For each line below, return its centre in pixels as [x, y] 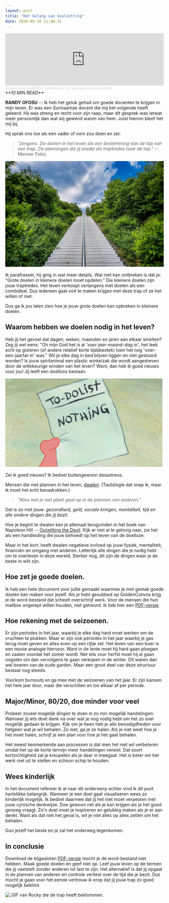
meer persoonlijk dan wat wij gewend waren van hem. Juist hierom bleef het [84, 119]
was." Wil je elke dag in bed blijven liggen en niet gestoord [96, 355]
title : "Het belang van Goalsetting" [45, 16]
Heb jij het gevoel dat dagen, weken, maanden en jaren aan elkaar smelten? [83, 339]
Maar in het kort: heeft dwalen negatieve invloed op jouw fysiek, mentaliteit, [84, 545]
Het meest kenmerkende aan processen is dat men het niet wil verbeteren [82, 744]
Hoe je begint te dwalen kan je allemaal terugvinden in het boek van [75, 524]
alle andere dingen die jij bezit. [37, 515]
